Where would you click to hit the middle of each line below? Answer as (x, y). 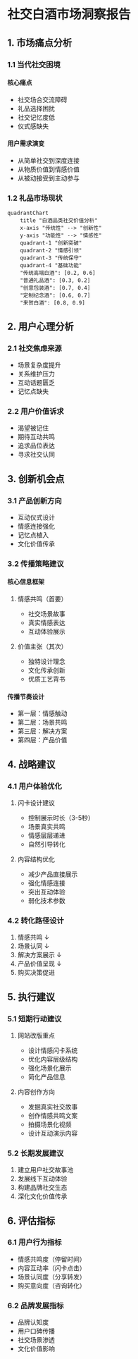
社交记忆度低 (36, 117)
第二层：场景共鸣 (42, 722)
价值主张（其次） (42, 646)
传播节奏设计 (26, 696)
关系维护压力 (36, 374)
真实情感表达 (46, 622)
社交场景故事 (46, 614)
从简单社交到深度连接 (48, 160)
